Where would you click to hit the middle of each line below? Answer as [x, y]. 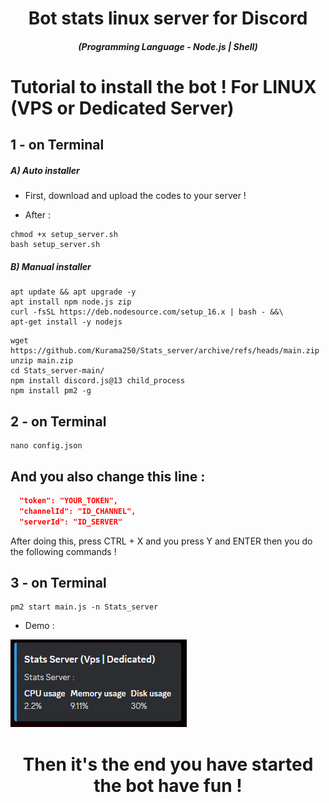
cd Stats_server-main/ [57, 371]
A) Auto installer [45, 170]
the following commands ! [63, 551]
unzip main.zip [42, 361]
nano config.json [46, 446]
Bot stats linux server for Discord [168, 18]
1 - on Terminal [57, 145]
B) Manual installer [51, 266]
